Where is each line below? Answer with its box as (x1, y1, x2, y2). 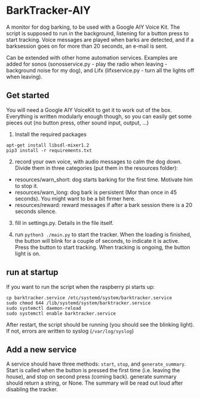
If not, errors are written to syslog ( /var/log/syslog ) (6, 327, 134, 334)
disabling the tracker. (6, 386, 58, 393)
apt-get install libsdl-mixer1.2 (6, 142, 90, 148)
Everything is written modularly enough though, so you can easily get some (6, 112, 192, 120)
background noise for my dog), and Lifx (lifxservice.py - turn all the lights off (6, 66, 195, 74)
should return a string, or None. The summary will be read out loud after (6, 379, 183, 386)
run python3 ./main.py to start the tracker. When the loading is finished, (14, 231, 192, 238)
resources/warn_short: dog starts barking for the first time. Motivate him (14, 176, 193, 183)
